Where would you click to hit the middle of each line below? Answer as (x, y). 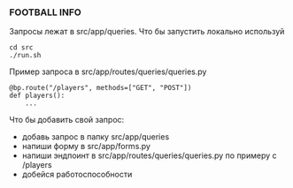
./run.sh (25, 56)
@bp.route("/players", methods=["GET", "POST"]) (100, 88)
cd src (21, 48)
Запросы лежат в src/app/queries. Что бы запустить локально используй (147, 32)
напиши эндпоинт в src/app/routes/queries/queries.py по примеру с (149, 155)
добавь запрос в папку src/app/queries (96, 137)
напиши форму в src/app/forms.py (86, 147)
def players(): (37, 96)
